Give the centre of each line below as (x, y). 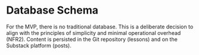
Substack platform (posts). (39, 46)
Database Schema (52, 10)
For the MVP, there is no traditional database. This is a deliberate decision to (100, 27)
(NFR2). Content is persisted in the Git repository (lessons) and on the (92, 39)
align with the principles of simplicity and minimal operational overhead (94, 33)
